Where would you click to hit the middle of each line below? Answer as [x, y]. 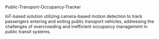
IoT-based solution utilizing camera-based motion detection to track [74, 16]
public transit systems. [28, 32]
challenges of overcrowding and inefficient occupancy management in [76, 26]
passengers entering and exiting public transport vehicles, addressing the [80, 21]
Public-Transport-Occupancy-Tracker [43, 7]
